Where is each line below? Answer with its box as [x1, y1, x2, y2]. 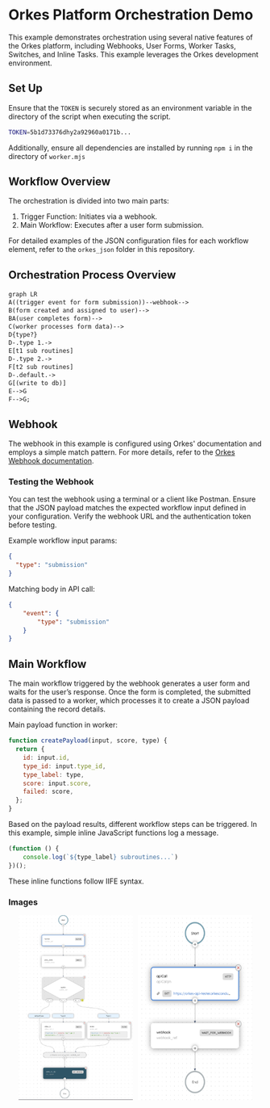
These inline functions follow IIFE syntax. [8, 876, 144, 886]
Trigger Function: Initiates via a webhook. [19, 212, 158, 221]
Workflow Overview [8, 175, 111, 189]
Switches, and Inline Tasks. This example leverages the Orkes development [8, 49, 260, 59]
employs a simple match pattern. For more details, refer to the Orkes [8, 447, 235, 457]
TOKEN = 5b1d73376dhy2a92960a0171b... [8, 128, 131, 136]
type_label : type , [23, 770, 85, 779]
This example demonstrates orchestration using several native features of [8, 32, 253, 42]
